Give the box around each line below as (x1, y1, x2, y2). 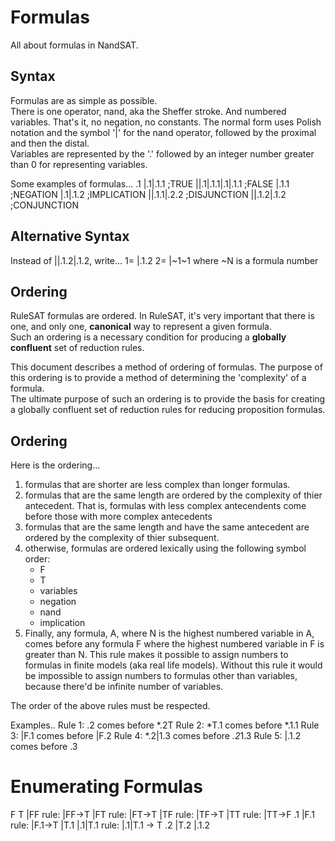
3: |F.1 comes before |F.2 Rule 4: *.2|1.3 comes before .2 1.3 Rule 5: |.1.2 (10, 730, 302, 742)
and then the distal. (10, 137, 90, 149)
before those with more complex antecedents (24, 511, 213, 523)
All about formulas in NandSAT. (10, 39, 139, 51)
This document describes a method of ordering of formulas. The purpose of (10, 361, 323, 373)
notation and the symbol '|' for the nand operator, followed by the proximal (10, 126, 317, 138)
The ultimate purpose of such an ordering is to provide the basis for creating (10, 393, 326, 405)
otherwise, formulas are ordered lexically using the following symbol (24, 542, 307, 555)
